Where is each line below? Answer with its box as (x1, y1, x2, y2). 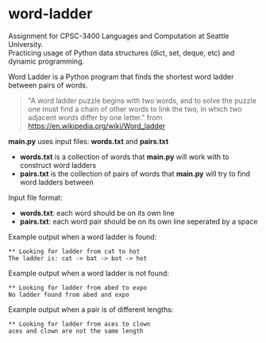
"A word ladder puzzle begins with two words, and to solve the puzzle (27, 95, 256, 105)
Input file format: (8, 193, 63, 202)
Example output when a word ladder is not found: (8, 268, 169, 278)
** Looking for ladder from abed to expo (8, 283, 148, 291)
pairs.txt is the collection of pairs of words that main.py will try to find (19, 169, 251, 178)
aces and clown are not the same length (8, 327, 145, 335)
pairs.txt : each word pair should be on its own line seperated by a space (19, 216, 258, 226)
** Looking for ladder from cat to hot (8, 248, 141, 255)
